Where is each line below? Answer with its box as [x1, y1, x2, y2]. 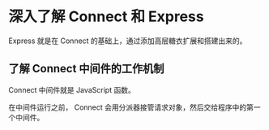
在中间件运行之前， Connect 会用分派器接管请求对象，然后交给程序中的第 [8, 102, 254, 112]
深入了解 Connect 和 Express [8, 7, 204, 26]
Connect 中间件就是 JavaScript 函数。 [8, 84, 135, 94]
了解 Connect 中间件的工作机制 [8, 62, 164, 76]
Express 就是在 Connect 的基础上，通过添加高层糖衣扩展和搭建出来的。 [8, 36, 247, 45]
